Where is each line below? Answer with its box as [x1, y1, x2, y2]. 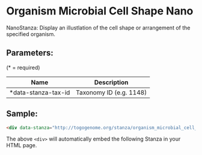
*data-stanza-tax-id [9, 88, 70, 97]
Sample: [6, 109, 38, 119]
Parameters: [6, 48, 54, 58]
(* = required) [6, 64, 40, 71]
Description [94, 78, 129, 87]
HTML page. [6, 142, 37, 149]
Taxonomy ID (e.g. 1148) [76, 88, 147, 97]
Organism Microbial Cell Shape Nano [6, 4, 194, 18]
